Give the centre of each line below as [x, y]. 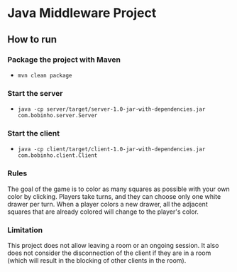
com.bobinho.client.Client [57, 156]
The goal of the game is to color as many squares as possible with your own [119, 189]
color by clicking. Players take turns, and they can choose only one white [114, 196]
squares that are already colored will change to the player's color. [103, 212]
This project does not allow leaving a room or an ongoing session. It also [113, 246]
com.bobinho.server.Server [57, 116]
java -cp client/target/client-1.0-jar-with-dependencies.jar [111, 149]
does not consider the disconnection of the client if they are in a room [109, 253]
